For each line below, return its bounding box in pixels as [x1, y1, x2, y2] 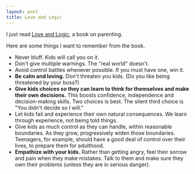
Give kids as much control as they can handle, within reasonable [14, 123, 172, 130]
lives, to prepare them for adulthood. [14, 142, 105, 149]
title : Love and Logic [6, 14, 62, 20]
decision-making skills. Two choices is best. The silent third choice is [14, 97, 184, 105]
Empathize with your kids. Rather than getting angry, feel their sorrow [14, 148, 187, 155]
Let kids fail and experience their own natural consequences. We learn [14, 110, 187, 118]
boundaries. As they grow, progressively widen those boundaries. [14, 129, 175, 137]
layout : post [6, 8, 39, 15]
